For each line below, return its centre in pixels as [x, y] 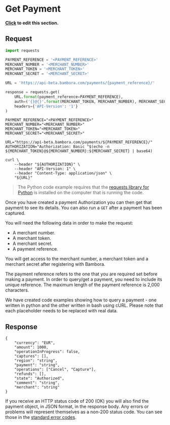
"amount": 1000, [32, 347]
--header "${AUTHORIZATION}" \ [47, 165]
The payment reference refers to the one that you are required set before [81, 274]
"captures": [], [32, 356]
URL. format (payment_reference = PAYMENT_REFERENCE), [69, 97]
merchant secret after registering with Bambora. [55, 264]
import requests [22, 50]
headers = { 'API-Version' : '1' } [46, 106]
